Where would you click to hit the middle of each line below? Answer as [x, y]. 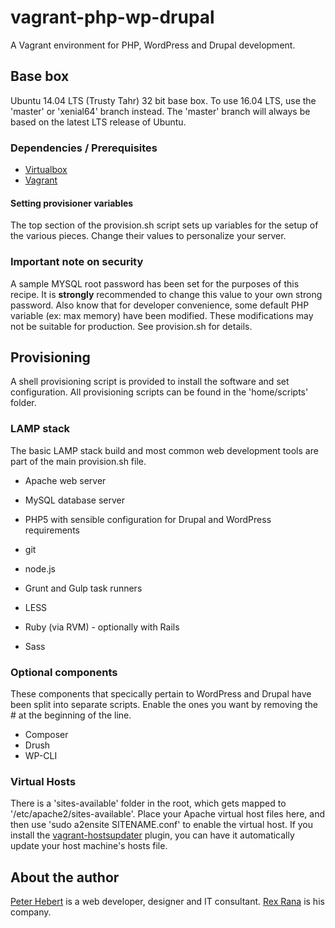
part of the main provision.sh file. [78, 461]
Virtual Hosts [43, 781]
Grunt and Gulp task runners [83, 588]
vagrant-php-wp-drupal [112, 17]
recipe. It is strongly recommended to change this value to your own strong [166, 294]
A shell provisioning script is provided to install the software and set [150, 382]
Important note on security [77, 262]
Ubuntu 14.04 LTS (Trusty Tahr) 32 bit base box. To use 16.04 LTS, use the [163, 100]
